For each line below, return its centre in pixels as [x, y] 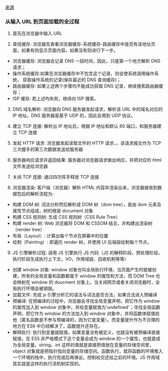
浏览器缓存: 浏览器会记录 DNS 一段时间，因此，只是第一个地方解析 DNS [86, 61]
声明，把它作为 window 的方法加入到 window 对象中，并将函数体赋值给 [86, 314]
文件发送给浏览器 [30, 166]
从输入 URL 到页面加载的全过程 [42, 22]
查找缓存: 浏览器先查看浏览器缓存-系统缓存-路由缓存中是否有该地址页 [84, 44]
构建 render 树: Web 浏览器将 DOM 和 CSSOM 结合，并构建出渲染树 [82, 223]
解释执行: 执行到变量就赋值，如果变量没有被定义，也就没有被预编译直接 [86, 332]
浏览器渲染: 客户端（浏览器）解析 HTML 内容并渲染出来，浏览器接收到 [85, 188]
